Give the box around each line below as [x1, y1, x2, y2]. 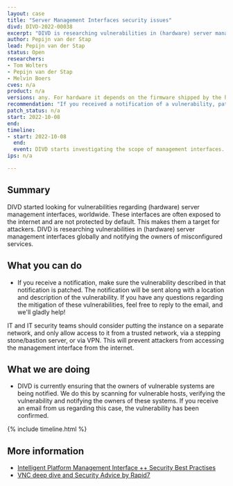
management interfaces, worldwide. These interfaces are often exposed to [7, 210, 221, 218]
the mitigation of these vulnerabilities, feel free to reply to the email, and [17, 300, 223, 309]
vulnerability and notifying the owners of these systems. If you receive [17, 397, 218, 405]
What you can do [7, 260, 82, 272]
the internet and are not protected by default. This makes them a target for [7, 217, 220, 226]
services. [7, 239, 33, 248]
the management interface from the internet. [7, 343, 135, 352]
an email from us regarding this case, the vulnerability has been [17, 404, 199, 412]
